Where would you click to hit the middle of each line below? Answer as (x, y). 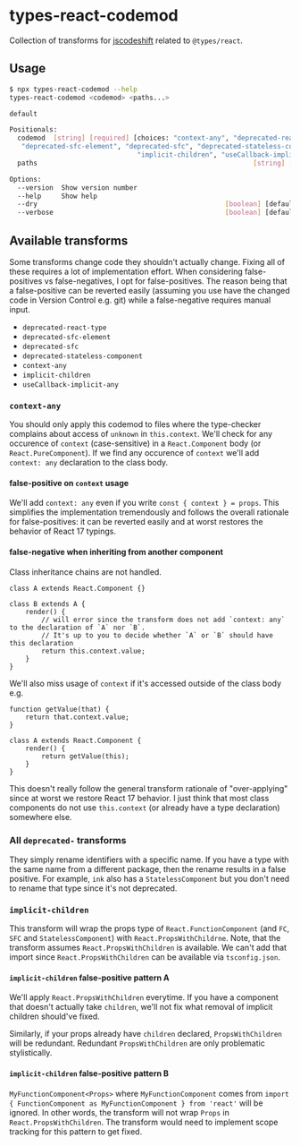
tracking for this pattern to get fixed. (76, 1131)
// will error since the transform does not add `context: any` (163, 620)
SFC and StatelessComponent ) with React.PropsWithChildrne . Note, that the (145, 938)
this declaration (42, 643)
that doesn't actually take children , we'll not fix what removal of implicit (141, 1007)
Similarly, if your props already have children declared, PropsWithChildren (146, 1034)
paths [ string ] (151, 163)
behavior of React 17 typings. (63, 531)
